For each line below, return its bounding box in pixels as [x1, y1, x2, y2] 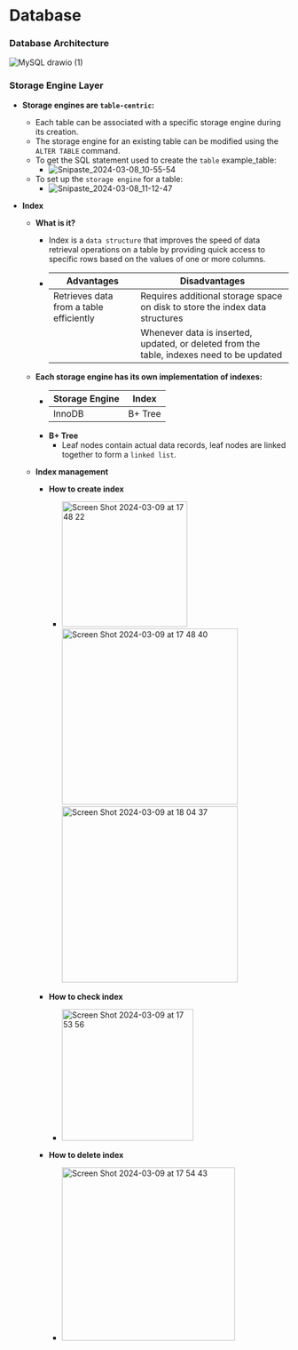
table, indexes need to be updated [140, 348, 283, 361]
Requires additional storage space [140, 290, 283, 302]
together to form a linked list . [61, 449, 177, 459]
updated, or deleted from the [140, 337, 260, 349]
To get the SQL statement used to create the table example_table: [35, 155, 277, 165]
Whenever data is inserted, [140, 326, 253, 339]
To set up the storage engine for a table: [35, 173, 184, 184]
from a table [52, 300, 104, 313]
